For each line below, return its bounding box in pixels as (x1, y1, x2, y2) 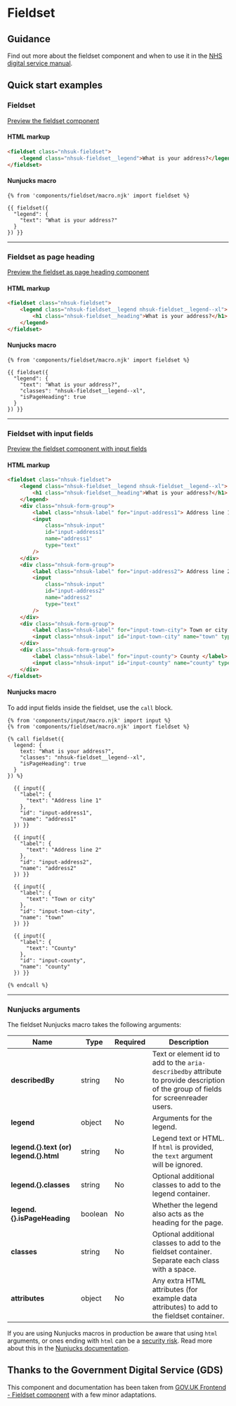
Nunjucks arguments (7, 1004, 81, 1014)
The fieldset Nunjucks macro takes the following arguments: (7, 1020, 181, 1028)
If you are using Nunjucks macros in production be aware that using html (7, 1329, 218, 1337)
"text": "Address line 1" (25, 797, 102, 804)
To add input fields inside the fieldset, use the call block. (7, 703, 173, 712)
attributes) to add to (152, 1302, 218, 1312)
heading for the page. (152, 1218, 223, 1227)
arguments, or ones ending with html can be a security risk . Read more (7, 1336, 213, 1345)
